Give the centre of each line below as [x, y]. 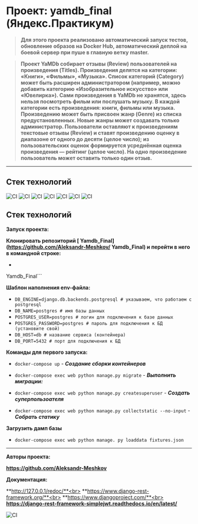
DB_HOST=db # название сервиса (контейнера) [70, 335]
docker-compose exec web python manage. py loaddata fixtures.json [99, 440]
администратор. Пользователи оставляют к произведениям [99, 126]
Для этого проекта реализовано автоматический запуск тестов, [104, 40]
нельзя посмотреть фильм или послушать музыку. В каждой [100, 101]
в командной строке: [34, 253]
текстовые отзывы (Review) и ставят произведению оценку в [100, 133]
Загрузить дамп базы [34, 428]
